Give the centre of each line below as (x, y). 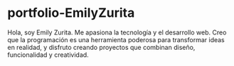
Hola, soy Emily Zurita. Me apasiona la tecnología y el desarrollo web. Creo (117, 32)
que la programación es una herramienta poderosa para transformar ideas (116, 39)
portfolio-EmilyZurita (71, 13)
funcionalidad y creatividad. (48, 55)
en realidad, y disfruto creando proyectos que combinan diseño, (101, 47)
